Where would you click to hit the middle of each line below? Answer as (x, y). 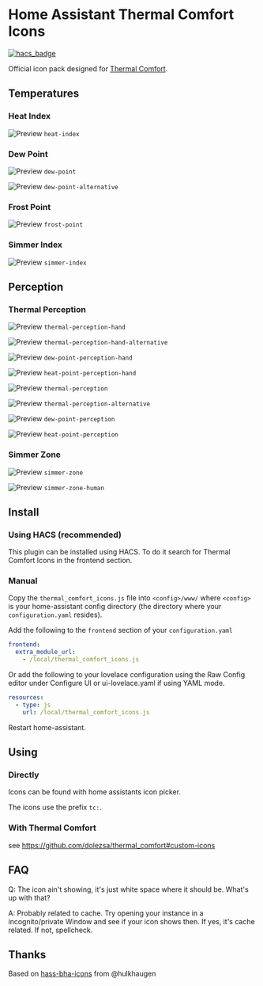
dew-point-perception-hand (88, 358)
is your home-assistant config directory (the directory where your (115, 607)
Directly (24, 775)
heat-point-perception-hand (90, 374)
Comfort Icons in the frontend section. (70, 561)
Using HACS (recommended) (65, 535)
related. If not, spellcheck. (51, 930)
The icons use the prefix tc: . (55, 807)
